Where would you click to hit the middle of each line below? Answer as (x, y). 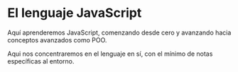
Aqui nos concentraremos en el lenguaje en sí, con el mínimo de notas (110, 54)
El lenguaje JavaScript (75, 13)
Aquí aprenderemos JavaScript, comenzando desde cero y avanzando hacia (119, 32)
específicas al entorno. (41, 61)
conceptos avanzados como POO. (57, 40)
